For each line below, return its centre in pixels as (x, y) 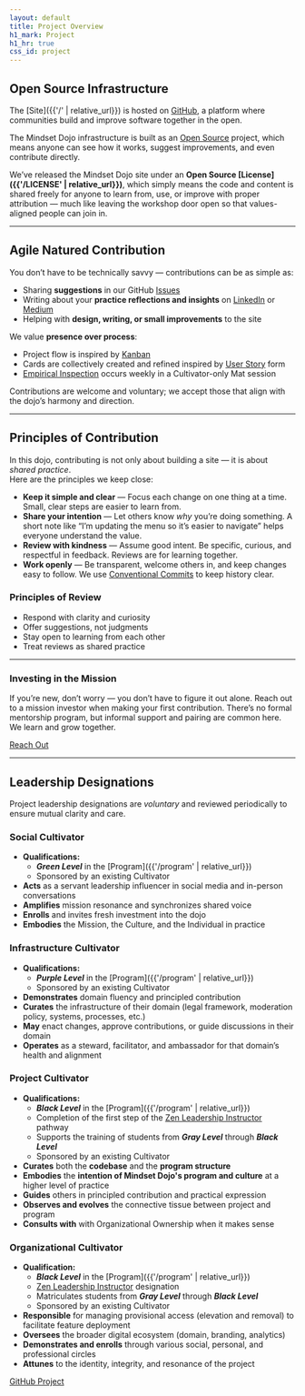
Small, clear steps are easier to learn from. (102, 507)
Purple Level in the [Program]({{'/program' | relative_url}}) (145, 978)
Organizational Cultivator (66, 1247)
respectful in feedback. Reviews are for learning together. (130, 555)
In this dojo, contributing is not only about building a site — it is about (139, 459)
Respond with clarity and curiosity (86, 617)
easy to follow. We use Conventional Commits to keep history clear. (148, 574)
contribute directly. (44, 156)
